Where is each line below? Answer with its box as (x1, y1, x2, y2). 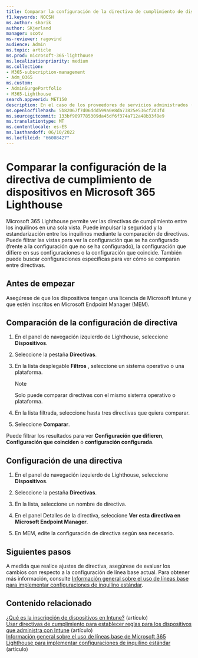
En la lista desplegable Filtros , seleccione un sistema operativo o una (14, 363, 184, 370)
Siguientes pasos (6, 547, 71, 557)
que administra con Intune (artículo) (6, 627, 93, 634)
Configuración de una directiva (6, 455, 123, 465)
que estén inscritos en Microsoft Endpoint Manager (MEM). (6, 301, 150, 308)
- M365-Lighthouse (6, 91, 51, 97)
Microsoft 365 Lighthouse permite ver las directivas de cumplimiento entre (6, 217, 187, 224)
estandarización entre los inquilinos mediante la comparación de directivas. (6, 230, 190, 237)
